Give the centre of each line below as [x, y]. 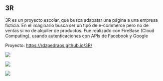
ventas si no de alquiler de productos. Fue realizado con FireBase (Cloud [80, 30]
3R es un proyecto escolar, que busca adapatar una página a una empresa [81, 20]
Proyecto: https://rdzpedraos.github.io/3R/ [49, 45]
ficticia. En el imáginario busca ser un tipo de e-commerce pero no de [77, 25]
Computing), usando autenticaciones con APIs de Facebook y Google [77, 36]
